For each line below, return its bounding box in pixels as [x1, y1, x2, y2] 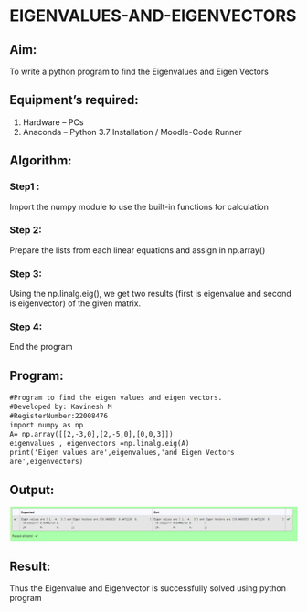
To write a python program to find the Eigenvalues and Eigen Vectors [9, 66, 270, 77]
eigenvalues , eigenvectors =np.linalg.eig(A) [9, 439, 190, 448]
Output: [9, 481, 55, 498]
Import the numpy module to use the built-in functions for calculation [9, 201, 270, 212]
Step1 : [9, 180, 40, 193]
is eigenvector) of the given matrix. [9, 298, 142, 309]
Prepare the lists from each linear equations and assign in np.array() [9, 244, 266, 256]
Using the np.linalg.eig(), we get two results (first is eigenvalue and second [9, 289, 292, 300]
